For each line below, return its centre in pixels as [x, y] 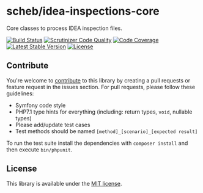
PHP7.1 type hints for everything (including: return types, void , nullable [104, 112]
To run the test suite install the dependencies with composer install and [97, 143]
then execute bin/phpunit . [39, 149]
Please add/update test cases [53, 125]
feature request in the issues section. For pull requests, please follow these [101, 87]
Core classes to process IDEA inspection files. [64, 28]
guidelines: [20, 93]
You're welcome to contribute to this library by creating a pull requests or [98, 80]
